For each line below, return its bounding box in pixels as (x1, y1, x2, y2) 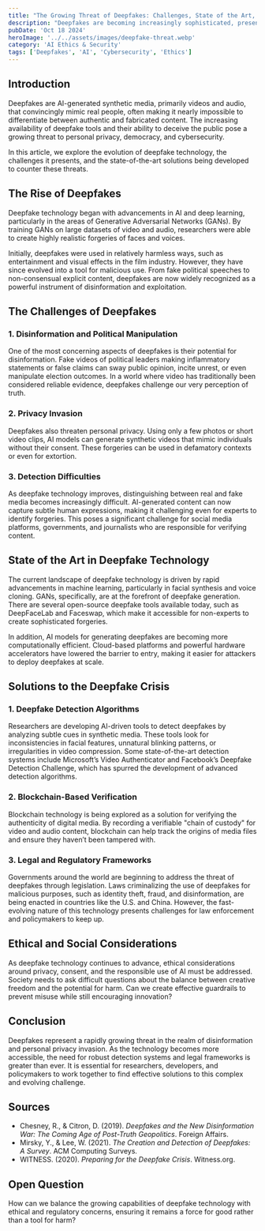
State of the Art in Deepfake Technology (8, 554, 210, 567)
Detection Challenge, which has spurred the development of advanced (8, 764, 238, 773)
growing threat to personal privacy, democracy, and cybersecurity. (8, 132, 225, 141)
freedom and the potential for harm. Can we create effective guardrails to (8, 983, 246, 993)
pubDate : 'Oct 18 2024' (8, 26, 87, 34)
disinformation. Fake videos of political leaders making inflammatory (8, 355, 230, 364)
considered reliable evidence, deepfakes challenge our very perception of (8, 380, 248, 389)
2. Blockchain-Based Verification (8, 791, 138, 802)
